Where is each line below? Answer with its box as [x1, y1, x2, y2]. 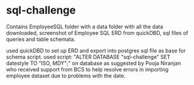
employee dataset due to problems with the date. [6, 72, 126, 79]
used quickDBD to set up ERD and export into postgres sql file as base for [6, 47, 186, 54]
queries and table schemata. [6, 35, 76, 42]
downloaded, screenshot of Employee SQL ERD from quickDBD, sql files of [6, 29, 189, 36]
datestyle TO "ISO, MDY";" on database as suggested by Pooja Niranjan [6, 60, 182, 67]
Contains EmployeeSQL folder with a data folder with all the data [6, 23, 164, 30]
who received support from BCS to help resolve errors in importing [6, 66, 169, 73]
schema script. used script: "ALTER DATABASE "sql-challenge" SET [6, 53, 170, 60]
